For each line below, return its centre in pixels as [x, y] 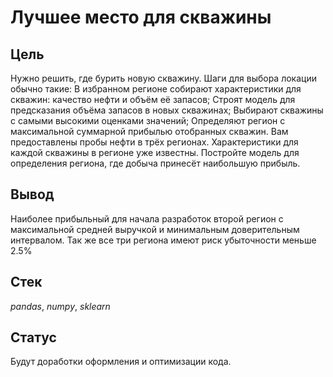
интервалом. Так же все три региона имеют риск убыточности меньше [163, 240]
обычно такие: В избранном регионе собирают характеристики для [156, 89]
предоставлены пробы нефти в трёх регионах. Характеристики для [154, 142]
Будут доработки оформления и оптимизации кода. [121, 362]
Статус [33, 337]
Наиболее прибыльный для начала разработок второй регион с [147, 218]
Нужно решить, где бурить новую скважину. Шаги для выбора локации [163, 78]
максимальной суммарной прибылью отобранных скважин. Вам [149, 131]
